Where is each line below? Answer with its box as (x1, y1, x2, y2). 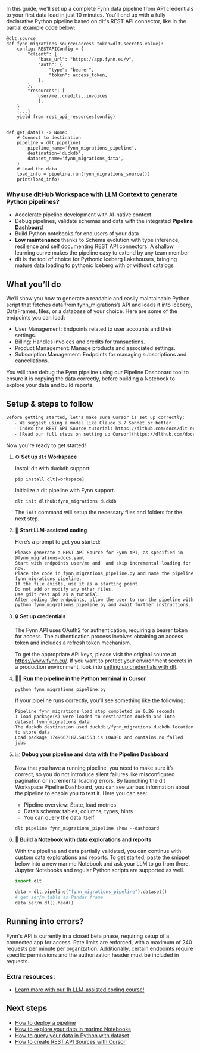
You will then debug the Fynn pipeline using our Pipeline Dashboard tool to (6, 369, 189, 376)
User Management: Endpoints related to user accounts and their (14, 325, 173, 333)
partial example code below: (6, 24, 76, 31)
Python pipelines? (6, 197, 60, 206)
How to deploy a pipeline (14, 1019, 76, 1026)
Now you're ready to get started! (6, 442, 86, 449)
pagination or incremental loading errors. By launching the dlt (14, 777, 165, 785)
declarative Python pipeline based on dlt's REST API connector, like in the (6, 18, 186, 24)
